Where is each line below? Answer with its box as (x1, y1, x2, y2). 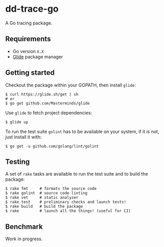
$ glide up (5, 119, 29, 125)
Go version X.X (12, 48, 44, 54)
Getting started (5, 68, 55, 77)
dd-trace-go (5, 3, 59, 15)
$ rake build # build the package (5, 204, 83, 209)
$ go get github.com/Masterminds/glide (5, 100, 90, 106)
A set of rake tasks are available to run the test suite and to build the (5, 171, 148, 177)
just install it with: (5, 133, 42, 140)
